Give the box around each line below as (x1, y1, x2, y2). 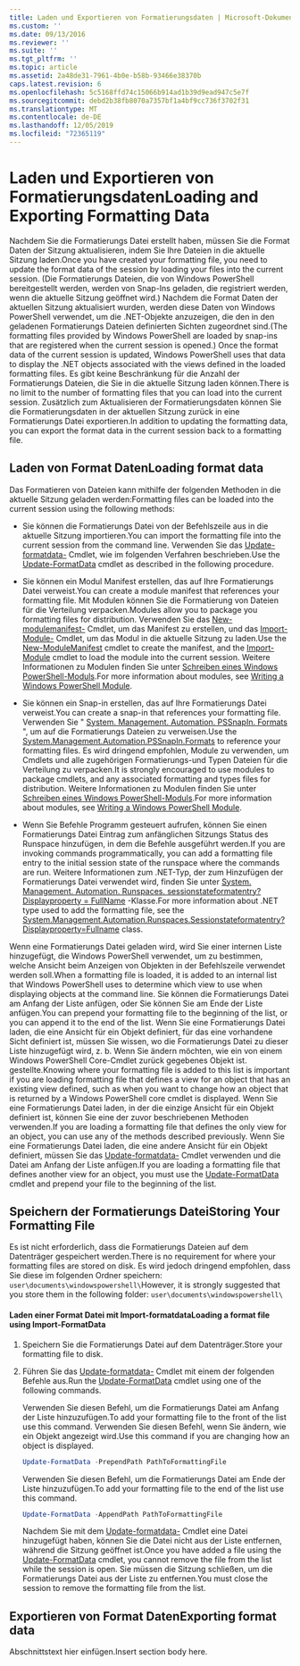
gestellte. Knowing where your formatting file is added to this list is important (9, 1064, 290, 1075)
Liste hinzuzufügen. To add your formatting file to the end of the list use (21, 1483, 284, 1494)
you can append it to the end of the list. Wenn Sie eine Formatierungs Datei (9, 1017, 286, 1027)
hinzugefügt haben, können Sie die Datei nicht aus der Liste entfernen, (21, 1536, 283, 1546)
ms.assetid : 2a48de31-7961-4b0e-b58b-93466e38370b (9, 71, 202, 80)
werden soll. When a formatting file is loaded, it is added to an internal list (9, 969, 278, 980)
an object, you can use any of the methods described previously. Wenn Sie (9, 1131, 286, 1142)
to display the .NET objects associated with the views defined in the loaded (9, 358, 286, 369)
